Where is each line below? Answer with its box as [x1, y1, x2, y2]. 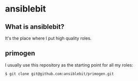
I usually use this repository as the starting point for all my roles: [5, 62, 134, 68]
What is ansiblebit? [5, 23, 65, 31]
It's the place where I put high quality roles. [5, 35, 92, 41]
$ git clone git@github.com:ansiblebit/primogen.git [5, 71, 114, 76]
